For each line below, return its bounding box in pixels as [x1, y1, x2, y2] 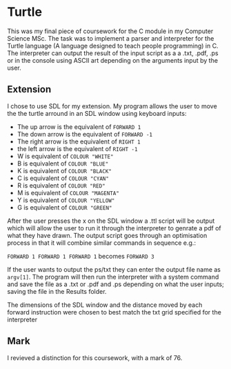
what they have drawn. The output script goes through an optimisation [7, 231, 208, 239]
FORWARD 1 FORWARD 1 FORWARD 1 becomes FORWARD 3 [7, 252, 154, 260]
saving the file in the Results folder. [7, 287, 107, 295]
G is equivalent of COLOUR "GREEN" [17, 203, 112, 211]
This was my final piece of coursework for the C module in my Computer [7, 27, 214, 35]
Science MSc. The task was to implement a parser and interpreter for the [7, 34, 214, 42]
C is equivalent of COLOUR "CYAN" [17, 174, 109, 182]
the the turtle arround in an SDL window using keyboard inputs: [7, 109, 187, 117]
